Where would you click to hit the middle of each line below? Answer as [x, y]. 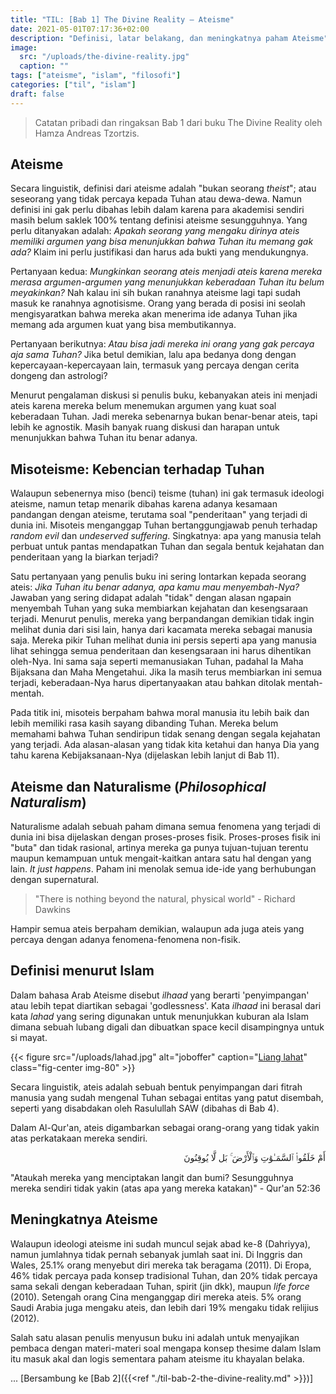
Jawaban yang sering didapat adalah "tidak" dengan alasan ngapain [151, 598]
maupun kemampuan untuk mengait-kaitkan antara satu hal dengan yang [161, 858]
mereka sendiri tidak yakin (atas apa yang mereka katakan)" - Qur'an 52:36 [165, 1188]
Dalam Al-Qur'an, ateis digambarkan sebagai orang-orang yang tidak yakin [165, 1127]
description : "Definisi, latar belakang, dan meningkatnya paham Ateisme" [169, 38]
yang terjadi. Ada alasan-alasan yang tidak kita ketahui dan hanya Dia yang [165, 745]
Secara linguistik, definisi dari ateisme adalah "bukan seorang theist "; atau [163, 188]
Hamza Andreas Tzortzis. [87, 133]
